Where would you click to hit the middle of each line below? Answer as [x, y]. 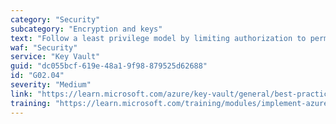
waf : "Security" [44, 47]
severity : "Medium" [51, 85]
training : [31, 103]
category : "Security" [55, 19]
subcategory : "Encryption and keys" [86, 29]
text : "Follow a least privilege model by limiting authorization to [158, 38]
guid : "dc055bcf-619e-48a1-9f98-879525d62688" [109, 66]
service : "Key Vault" [55, 57]
